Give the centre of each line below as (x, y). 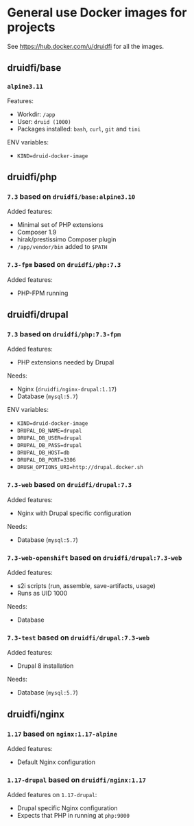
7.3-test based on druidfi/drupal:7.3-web (78, 638)
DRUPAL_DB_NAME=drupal (49, 431)
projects (32, 27)
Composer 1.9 (37, 232)
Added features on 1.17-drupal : (52, 795)
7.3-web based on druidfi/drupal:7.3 (70, 485)
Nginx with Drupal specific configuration (74, 513)
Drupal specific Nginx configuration (67, 808)
